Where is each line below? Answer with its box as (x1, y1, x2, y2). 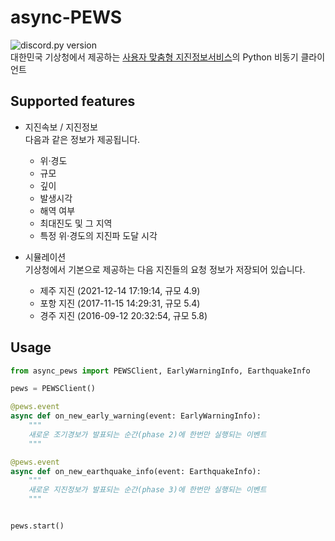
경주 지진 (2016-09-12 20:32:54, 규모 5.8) (39, 309, 208, 321)
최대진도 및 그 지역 (39, 217, 113, 229)
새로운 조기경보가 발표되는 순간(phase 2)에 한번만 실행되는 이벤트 (28, 429, 267, 440)
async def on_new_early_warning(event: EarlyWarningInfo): (10, 411, 262, 421)
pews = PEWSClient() (10, 384, 97, 394)
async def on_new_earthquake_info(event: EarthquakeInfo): (10, 466, 262, 476)
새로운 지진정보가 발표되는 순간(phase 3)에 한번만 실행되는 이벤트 (28, 485, 267, 495)
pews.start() (10, 521, 65, 531)
